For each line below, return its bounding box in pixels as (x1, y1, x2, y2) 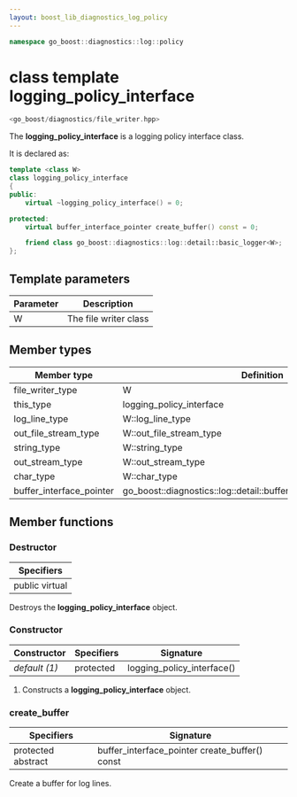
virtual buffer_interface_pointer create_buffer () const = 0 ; (25, 222, 259, 231)
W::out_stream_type (122, 455, 206, 468)
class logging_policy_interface (9, 174, 128, 182)
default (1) (13, 662, 59, 674)
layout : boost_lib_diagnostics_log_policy (9, 12, 168, 22)
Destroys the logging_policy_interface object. (9, 601, 179, 612)
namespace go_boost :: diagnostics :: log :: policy (9, 37, 184, 46)
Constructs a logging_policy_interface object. (21, 684, 192, 695)
